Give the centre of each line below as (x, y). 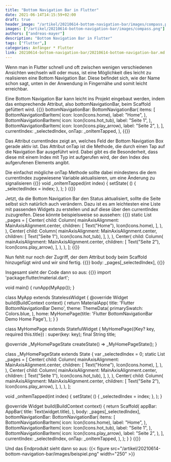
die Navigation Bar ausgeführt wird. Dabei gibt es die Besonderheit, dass (82, 152)
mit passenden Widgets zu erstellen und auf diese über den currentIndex (82, 209)
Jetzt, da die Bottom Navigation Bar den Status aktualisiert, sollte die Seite (83, 198)
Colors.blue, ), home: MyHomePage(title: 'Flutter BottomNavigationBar (79, 313)
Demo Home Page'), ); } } (32, 319)
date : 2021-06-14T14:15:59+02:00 (41, 15)
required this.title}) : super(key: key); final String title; (61, 334)
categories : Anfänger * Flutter (39, 48)
